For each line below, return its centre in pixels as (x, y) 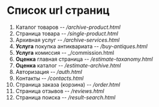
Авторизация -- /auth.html (49, 72)
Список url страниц (58, 11)
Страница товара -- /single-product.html (67, 33)
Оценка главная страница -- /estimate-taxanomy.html (84, 59)
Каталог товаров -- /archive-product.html (68, 27)
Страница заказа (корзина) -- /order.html (68, 84)
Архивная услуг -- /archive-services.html (67, 40)
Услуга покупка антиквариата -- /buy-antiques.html (81, 46)
